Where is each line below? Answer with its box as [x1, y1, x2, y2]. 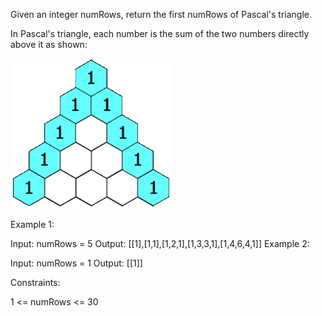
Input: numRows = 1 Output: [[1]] [10, 257, 143, 269]
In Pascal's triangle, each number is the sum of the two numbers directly [10, 28, 310, 39]
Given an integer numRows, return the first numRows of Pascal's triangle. [10, 9, 312, 20]
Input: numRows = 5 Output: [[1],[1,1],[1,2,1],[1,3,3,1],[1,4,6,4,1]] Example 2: [10, 238, 310, 249]
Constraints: [10, 277, 61, 288]
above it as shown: [10, 39, 88, 50]
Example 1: [10, 219, 55, 230]
